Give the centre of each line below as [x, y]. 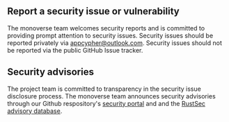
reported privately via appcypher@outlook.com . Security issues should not [115, 43]
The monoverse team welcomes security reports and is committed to [106, 28]
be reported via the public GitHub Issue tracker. [75, 50]
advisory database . [35, 111]
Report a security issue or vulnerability [93, 11]
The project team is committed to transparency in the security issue [104, 89]
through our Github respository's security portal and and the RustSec [106, 103]
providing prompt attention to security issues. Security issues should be [110, 35]
